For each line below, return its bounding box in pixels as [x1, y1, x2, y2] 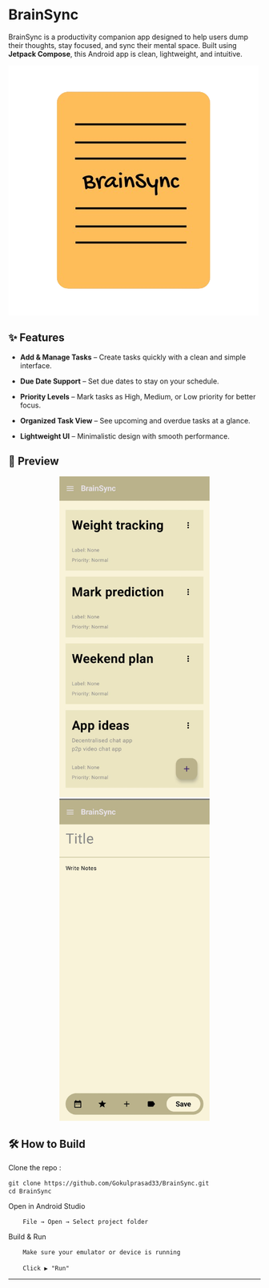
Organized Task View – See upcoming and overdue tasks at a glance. [19, 415, 251, 425]
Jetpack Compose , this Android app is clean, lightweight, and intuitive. [8, 49, 243, 58]
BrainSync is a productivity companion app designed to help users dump [8, 32, 248, 42]
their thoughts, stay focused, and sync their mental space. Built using [8, 40, 238, 50]
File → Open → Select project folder [22, 1218, 149, 1226]
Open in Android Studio [8, 1201, 86, 1210]
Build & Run [8, 1231, 46, 1242]
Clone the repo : [8, 1162, 62, 1172]
